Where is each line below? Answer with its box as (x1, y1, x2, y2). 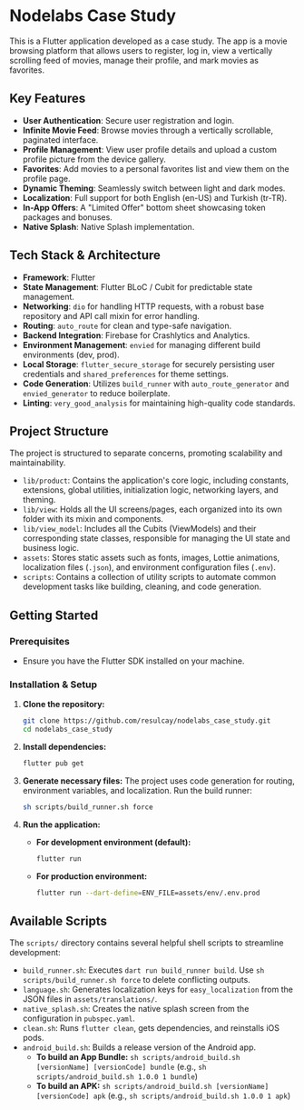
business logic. (22, 543, 80, 554)
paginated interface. (22, 134, 99, 145)
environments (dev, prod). (22, 349, 120, 360)
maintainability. (9, 457, 66, 468)
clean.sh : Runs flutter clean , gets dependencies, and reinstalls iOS (22, 1023, 279, 1034)
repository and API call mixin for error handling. (22, 310, 200, 321)
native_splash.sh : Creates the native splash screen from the (22, 1004, 250, 1015)
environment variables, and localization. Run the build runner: (22, 785, 252, 795)
